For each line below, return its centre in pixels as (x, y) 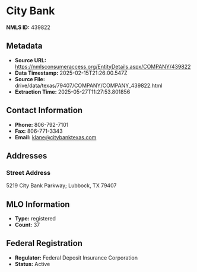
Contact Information (45, 111)
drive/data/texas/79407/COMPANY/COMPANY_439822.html (88, 85)
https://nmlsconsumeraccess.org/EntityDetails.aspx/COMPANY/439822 (103, 66)
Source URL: (30, 60)
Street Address (28, 172)
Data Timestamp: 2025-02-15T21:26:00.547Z (71, 73)
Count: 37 (27, 225)
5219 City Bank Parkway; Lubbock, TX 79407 (61, 185)
